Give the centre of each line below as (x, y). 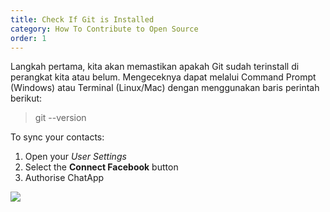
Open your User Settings (75, 157)
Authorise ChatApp (64, 178)
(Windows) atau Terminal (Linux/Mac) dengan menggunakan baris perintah (165, 88)
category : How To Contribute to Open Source (104, 29)
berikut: (26, 98)
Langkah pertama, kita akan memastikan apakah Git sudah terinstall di (155, 67)
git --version (60, 118)
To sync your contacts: (57, 137)
